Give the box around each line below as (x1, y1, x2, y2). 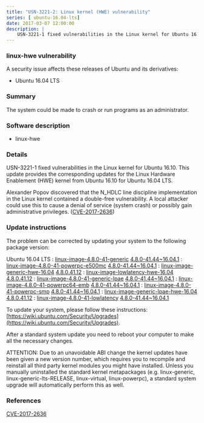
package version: (6, 244, 50, 251)
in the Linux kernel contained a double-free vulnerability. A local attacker (6, 195, 188, 202)
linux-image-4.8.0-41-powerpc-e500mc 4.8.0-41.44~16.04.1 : (6, 262, 160, 269)
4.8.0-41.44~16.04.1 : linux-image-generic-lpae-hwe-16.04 (50, 287, 197, 295)
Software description (6, 121, 70, 129)
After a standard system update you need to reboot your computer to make (6, 331, 194, 338)
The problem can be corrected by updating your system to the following (6, 237, 186, 244)
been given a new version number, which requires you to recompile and (6, 355, 186, 362)
